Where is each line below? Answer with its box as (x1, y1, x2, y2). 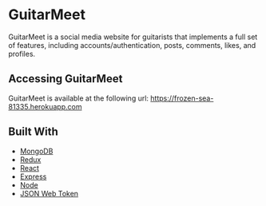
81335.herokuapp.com (8, 101, 82, 111)
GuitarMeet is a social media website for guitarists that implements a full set (8, 32, 258, 42)
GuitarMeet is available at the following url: (8, 93, 149, 103)
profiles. (8, 49, 36, 58)
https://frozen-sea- (150, 93, 214, 103)
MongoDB (19, 146, 54, 156)
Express (19, 172, 47, 181)
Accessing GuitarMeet (8, 72, 123, 85)
